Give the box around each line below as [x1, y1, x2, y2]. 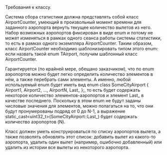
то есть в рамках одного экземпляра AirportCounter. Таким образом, [5, 40, 153, 46]
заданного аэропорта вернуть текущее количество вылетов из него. [5, 24, 152, 30]
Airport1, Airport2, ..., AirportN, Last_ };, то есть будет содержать [5, 87, 141, 93]
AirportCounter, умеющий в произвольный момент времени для [5, 19, 142, 25]
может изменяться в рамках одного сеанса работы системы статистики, [5, 35, 162, 41]
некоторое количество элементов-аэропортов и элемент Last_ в [5, 92, 144, 98]
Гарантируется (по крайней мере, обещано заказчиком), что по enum [5, 66, 155, 72]
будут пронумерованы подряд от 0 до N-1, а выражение [5, 108, 126, 114]
